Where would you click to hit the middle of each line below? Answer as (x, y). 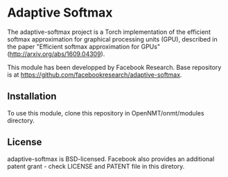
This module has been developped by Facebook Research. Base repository (114, 67)
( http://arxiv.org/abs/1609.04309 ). (56, 54)
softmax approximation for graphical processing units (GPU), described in (112, 39)
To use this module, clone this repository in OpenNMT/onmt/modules (106, 113)
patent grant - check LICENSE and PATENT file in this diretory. (96, 166)
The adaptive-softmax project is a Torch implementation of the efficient (109, 32)
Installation (32, 96)
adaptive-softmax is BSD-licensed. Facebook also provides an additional (111, 159)
